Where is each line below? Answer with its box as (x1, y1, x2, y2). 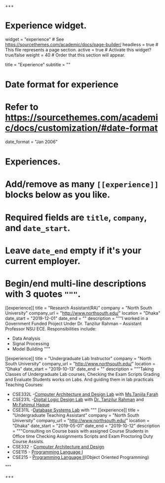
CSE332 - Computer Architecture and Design (12, 443, 105, 449)
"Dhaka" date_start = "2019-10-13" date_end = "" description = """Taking (5, 366, 154, 372)
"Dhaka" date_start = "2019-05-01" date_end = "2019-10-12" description (12, 423, 160, 429)
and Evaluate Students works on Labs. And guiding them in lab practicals (5, 376, 154, 382)
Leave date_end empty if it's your (5, 245, 142, 256)
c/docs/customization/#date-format (5, 122, 158, 134)
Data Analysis (12, 335, 41, 341)
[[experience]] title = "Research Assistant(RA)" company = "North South (5, 305, 152, 311)
